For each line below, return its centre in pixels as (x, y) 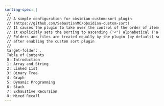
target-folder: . (24, 50)
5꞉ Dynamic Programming (31, 82)
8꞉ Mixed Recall (23, 96)
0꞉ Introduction (23, 60)
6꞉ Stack (16, 87)
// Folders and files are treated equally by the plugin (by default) (80, 37)
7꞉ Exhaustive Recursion (32, 91)
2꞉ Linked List (22, 69)
